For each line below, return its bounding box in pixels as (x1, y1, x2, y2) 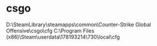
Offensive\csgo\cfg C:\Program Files (6, 27, 95, 34)
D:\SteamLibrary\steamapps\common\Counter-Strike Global (6, 21, 151, 28)
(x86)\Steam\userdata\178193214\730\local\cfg (6, 33, 121, 40)
